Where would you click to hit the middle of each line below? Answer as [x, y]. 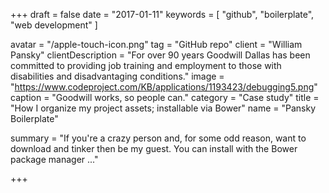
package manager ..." [54, 159]
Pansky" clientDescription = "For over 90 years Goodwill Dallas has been [160, 55]
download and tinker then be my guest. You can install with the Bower [154, 148]
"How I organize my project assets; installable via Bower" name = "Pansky [163, 108]
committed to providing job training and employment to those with [146, 65]
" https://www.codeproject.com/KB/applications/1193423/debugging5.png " [164, 87]
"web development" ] [54, 25]
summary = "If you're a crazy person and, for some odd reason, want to [158, 138]
